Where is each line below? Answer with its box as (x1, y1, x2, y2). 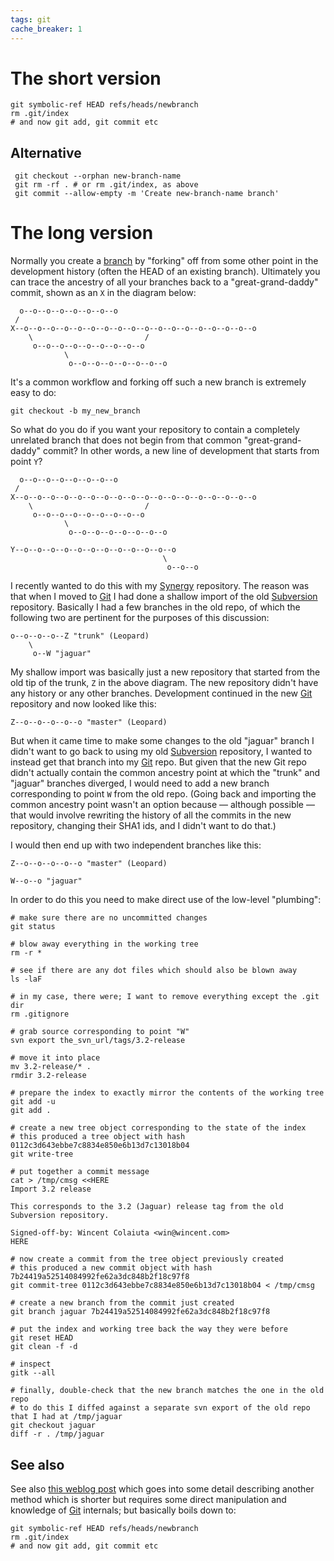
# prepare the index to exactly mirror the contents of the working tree (10, 1088, 325, 1098)
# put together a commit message (10, 1167, 150, 1177)
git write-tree (10, 1149, 74, 1160)
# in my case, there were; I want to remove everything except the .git (10, 992, 320, 1002)
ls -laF (10, 974, 43, 985)
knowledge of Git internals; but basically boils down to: (10, 1504, 237, 1516)
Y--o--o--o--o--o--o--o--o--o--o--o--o (10, 545, 177, 555)
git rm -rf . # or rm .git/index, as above (14, 180, 199, 190)
